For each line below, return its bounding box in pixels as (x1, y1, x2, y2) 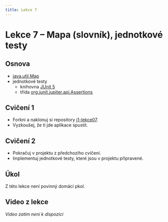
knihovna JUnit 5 (20, 83, 55, 89)
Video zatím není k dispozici (5, 211, 64, 217)
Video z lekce (5, 198, 49, 206)
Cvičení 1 (5, 103, 34, 112)
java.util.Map (12, 73, 39, 79)
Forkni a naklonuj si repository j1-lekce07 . (12, 117, 99, 123)
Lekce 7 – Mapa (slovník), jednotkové (5, 29, 163, 40)
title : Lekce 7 (5, 7, 37, 13)
